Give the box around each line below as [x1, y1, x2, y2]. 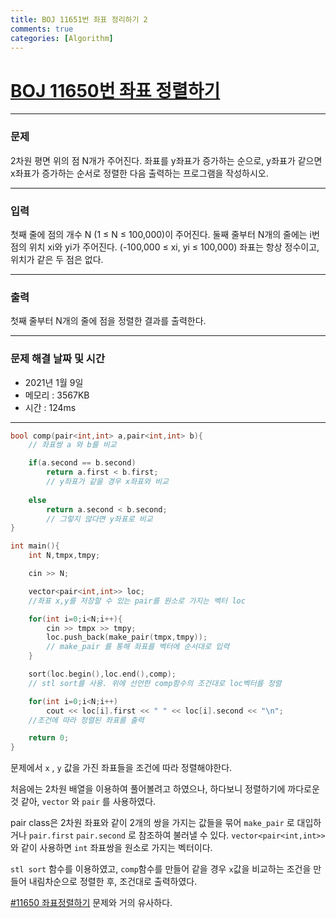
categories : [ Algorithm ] [10, 33, 114, 43]
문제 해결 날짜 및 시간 [10, 352, 105, 366]
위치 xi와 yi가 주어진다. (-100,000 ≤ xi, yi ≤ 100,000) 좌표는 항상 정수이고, [28, 241, 320, 253]
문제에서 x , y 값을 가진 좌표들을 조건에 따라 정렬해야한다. [10, 762, 233, 774]
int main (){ [10, 541, 60, 551]
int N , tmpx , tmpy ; [28, 551, 101, 561]
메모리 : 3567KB [24, 389, 90, 401]
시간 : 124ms [24, 401, 77, 413]
